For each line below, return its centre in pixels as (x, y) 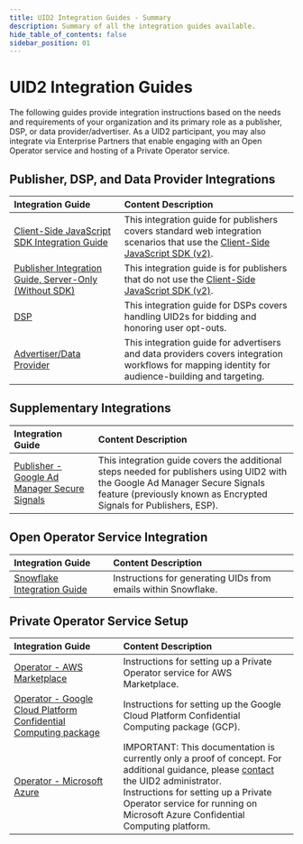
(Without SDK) (44, 291)
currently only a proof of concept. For (202, 758)
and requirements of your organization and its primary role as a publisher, (146, 122)
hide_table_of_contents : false (68, 34)
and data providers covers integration (204, 354)
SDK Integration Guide (61, 242)
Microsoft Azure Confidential (184, 815)
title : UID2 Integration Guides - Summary (90, 18)
